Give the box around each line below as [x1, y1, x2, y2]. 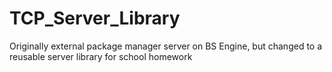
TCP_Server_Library [9, 7, 181, 30]
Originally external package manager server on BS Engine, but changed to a [9, 40, 323, 52]
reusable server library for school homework [9, 50, 193, 62]
